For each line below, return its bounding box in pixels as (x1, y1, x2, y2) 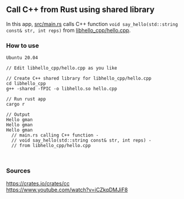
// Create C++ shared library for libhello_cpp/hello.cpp (6, 76, 152, 81)
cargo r (6, 102, 25, 107)
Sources (6, 167, 31, 175)
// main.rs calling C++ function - (11, 132, 99, 138)
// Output (6, 112, 31, 118)
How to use (6, 41, 40, 50)
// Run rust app (6, 96, 46, 102)
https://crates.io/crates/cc (6, 180, 70, 187)
